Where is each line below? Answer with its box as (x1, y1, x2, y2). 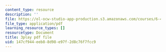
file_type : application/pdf (5, 21, 63, 26)
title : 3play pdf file (5, 35, 52, 40)
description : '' (5, 12, 39, 17)
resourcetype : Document (5, 30, 54, 35)
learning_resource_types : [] (5, 26, 65, 31)
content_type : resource (5, 7, 54, 12)
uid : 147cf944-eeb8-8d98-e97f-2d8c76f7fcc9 (5, 40, 96, 45)
